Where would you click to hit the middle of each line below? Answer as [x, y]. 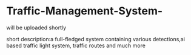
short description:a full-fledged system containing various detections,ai [95, 39]
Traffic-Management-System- [85, 11]
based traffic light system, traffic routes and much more [76, 45]
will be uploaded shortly [36, 27]
